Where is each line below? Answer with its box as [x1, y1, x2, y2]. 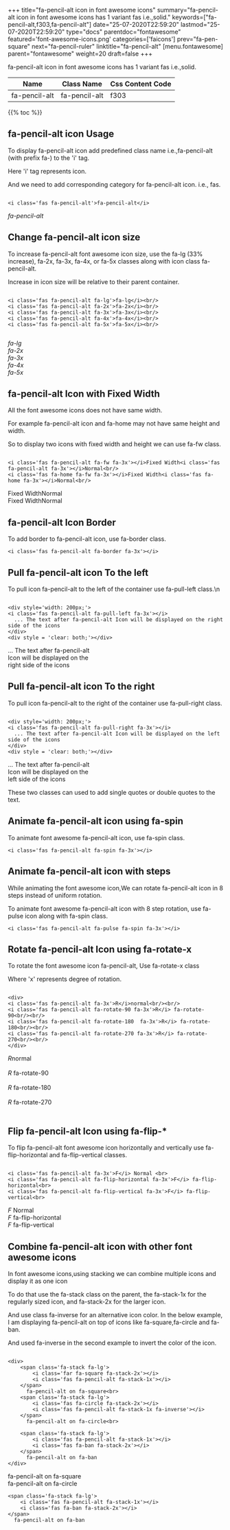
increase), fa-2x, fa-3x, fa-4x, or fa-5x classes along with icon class [8, 257, 200, 265]
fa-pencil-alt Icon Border [8, 516, 116, 528]
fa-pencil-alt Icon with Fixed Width [8, 388, 161, 400]
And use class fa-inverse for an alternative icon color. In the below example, [8, 1310, 223, 1319]
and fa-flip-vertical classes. [49, 1151, 128, 1159]
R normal [8, 1054, 32, 1063]
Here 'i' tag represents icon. [8, 167, 87, 175]
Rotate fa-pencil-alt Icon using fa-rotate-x [8, 943, 192, 955]
